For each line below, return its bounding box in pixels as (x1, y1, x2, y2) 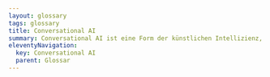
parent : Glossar (15, 57, 71, 65)
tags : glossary (8, 19, 60, 27)
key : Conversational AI (15, 49, 96, 57)
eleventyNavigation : (8, 42, 79, 50)
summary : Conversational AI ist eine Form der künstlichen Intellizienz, (8, 34, 264, 43)
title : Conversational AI (8, 26, 96, 34)
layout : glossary (8, 11, 67, 20)
